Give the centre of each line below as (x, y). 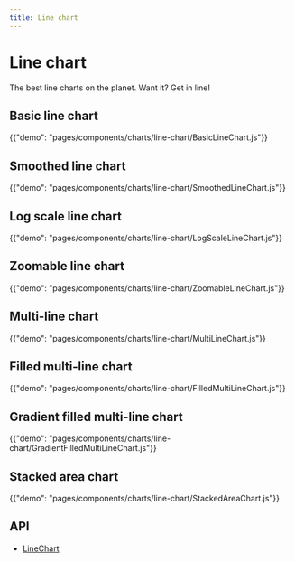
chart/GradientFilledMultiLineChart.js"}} (83, 448)
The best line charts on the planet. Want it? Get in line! (110, 88)
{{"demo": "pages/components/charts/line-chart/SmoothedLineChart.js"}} (147, 188)
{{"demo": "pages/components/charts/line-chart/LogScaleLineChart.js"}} (146, 238)
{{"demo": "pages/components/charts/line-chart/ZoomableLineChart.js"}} (147, 288)
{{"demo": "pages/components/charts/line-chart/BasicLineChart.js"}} (139, 137)
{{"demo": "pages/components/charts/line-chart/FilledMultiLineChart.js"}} (147, 389)
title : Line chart (44, 18)
